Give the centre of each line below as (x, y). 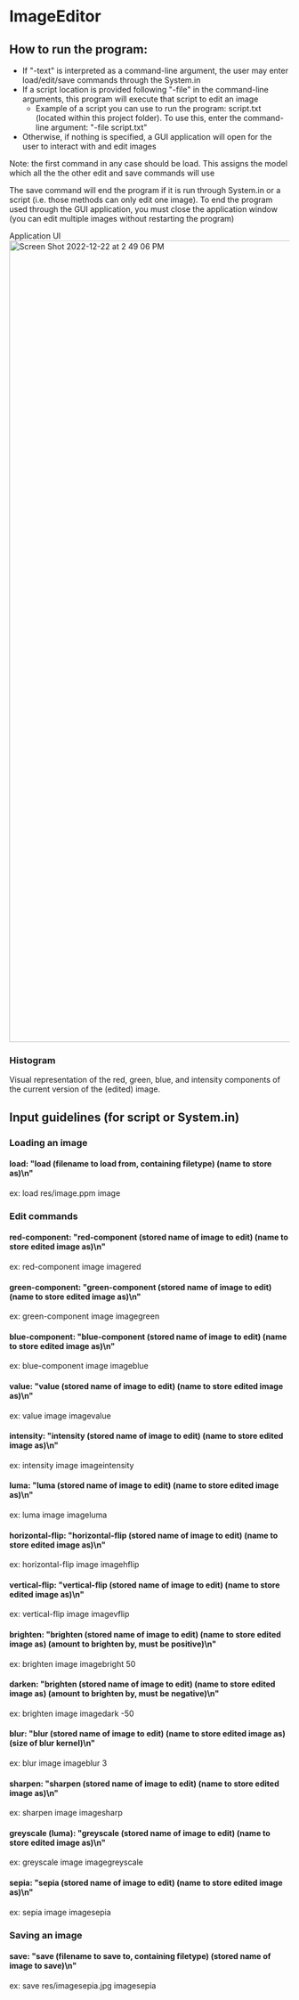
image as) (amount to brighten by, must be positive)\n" (113, 1644)
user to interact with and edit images (89, 146)
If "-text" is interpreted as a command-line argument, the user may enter (155, 70)
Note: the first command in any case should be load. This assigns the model (148, 163)
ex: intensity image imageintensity (72, 1465)
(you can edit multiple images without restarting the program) (122, 219)
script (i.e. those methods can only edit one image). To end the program (141, 199)
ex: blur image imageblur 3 (58, 1763)
